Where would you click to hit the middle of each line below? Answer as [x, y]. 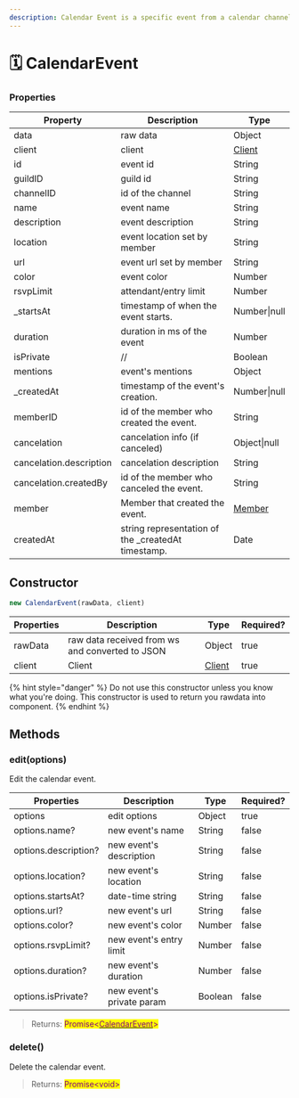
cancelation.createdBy [61, 483]
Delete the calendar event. [58, 1067]
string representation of [170, 529]
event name [145, 208]
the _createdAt [151, 540]
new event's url [140, 911]
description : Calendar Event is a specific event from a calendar [135, 17]
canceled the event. [162, 488]
